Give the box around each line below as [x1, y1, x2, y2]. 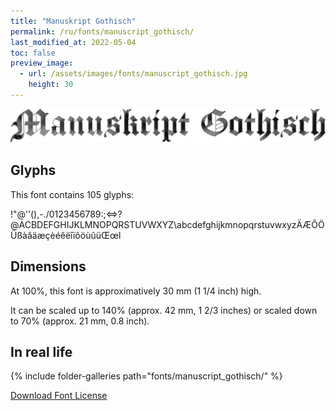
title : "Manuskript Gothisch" [10, 16, 137, 26]
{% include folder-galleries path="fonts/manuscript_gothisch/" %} [10, 370, 283, 382]
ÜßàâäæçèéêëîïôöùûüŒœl [10, 229, 122, 241]
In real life [10, 344, 73, 361]
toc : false [10, 48, 56, 58]
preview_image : [10, 58, 74, 69]
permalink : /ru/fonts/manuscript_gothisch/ [10, 26, 195, 37]
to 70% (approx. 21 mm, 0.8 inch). [10, 315, 150, 327]
